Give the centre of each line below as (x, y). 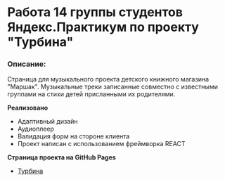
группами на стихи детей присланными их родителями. (91, 94)
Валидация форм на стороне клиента (73, 136)
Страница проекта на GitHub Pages (62, 157)
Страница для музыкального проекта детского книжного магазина (108, 79)
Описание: (27, 64)
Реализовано (28, 108)
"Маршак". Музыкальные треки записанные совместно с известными (112, 87)
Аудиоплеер (36, 129)
